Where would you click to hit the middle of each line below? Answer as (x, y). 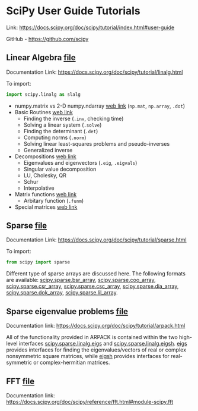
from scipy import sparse (38, 262)
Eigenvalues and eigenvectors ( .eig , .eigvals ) (80, 162)
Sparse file (27, 226)
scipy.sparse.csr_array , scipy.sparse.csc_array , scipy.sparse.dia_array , (92, 286)
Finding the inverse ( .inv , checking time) (74, 118)
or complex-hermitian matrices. (72, 363)
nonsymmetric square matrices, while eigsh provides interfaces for (88, 356)
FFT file (20, 381)
